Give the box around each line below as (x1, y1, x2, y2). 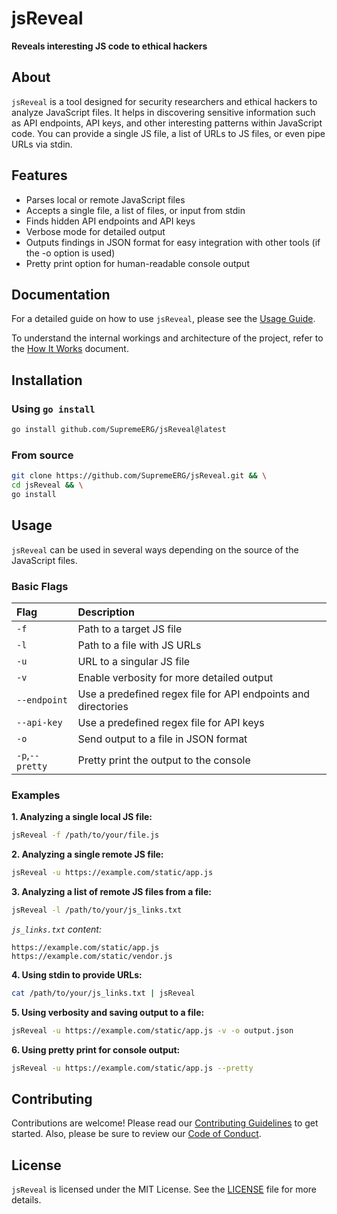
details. (11, 1194, 42, 1206)
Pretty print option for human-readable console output (25, 257, 250, 269)
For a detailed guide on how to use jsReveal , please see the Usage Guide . (11, 313, 316, 325)
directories (77, 699, 129, 713)
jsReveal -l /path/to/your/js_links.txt (11, 905, 183, 916)
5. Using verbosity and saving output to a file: (11, 1006, 205, 1018)
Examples (11, 788, 61, 802)
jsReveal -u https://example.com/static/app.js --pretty (11, 1063, 254, 1073)
